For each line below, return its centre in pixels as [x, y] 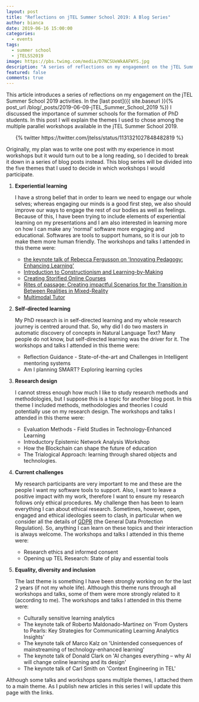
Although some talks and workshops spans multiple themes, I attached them [99, 680]
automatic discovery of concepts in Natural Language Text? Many [95, 333]
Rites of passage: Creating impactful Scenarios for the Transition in [105, 285]
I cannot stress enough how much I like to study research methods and [101, 393]
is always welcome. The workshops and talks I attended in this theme [99, 534]
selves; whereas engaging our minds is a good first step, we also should [103, 204]
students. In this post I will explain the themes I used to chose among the [95, 120]
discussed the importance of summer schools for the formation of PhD [92, 114]
